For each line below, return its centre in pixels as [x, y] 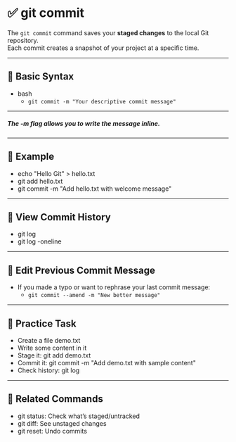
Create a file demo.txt [49, 340]
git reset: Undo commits [52, 431]
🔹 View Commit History [59, 217]
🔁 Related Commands [55, 399]
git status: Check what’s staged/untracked [79, 416]
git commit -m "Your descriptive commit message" [102, 101]
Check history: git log [48, 370]
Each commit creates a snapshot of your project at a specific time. [103, 48]
